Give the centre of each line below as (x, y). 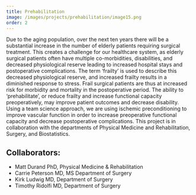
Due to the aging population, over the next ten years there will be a (87, 40)
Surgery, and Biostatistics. (38, 134)
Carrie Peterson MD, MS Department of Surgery (73, 173)
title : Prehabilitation (36, 12)
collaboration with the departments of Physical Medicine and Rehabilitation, (98, 127)
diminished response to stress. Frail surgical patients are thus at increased (97, 84)
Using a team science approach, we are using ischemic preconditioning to (97, 109)
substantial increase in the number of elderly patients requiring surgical (93, 46)
